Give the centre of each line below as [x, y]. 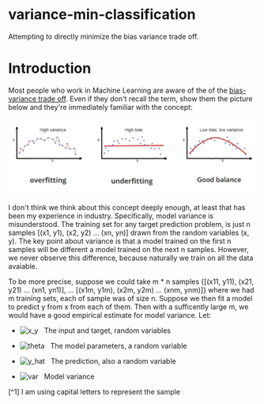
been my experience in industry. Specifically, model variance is [111, 216]
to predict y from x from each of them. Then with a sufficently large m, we [128, 307]
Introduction [50, 68]
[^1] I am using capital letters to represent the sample [94, 392]
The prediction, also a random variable [113, 361]
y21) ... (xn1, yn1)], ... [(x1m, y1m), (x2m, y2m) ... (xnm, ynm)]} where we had [131, 290]
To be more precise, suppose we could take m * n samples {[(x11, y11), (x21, [131, 281]
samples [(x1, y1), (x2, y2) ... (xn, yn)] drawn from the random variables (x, [129, 233]
